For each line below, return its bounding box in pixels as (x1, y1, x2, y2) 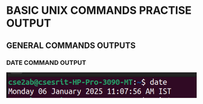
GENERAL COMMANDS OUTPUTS (6, 40, 136, 50)
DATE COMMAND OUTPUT (6, 58, 86, 67)
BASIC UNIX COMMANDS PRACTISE (6, 4, 192, 17)
